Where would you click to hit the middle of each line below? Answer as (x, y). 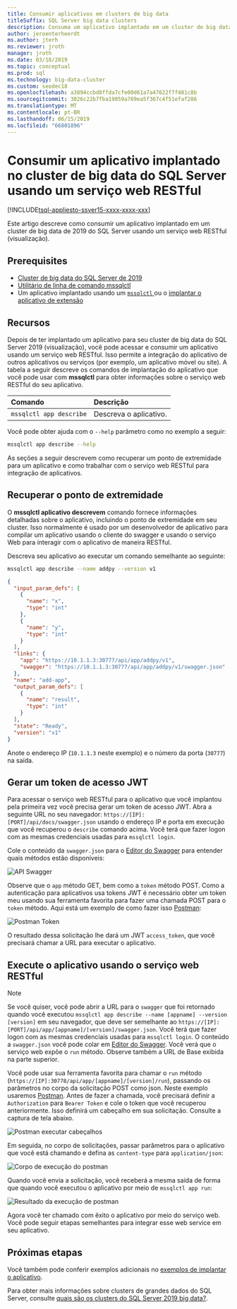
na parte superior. (33, 1060)
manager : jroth (30, 54)
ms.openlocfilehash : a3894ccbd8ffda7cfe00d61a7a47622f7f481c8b (102, 93)
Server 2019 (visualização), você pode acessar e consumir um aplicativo (113, 348)
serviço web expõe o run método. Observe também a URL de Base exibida (116, 1052)
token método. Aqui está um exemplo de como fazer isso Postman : (104, 908)
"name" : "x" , (45, 601)
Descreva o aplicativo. (130, 414)
